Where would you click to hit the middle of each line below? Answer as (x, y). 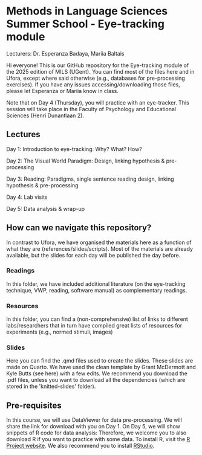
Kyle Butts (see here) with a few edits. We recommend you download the (97, 373)
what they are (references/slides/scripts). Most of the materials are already (100, 248)
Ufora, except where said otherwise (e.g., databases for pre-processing (96, 78)
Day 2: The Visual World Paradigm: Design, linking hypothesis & (86, 161)
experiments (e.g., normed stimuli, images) (60, 332)
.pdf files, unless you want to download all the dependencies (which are (96, 380)
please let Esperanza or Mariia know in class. (63, 91)
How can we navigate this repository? (79, 228)
